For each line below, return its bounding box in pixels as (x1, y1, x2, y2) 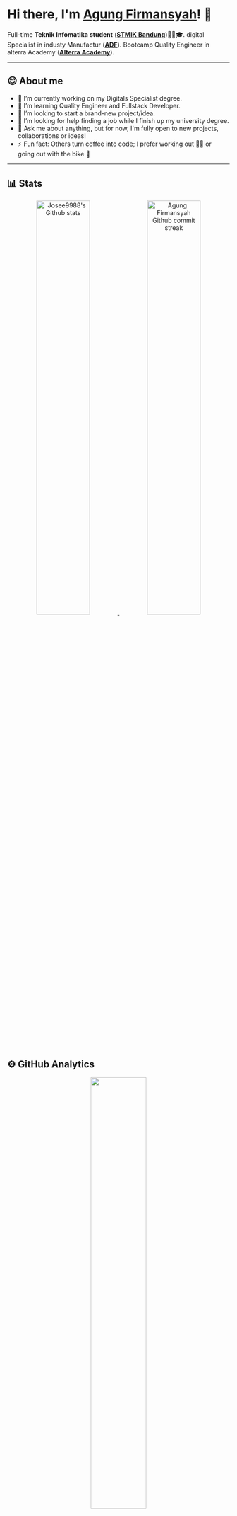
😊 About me (7, 75, 63, 87)
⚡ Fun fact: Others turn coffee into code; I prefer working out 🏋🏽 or (17, 139, 212, 148)
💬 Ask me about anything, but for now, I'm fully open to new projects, (17, 124, 219, 132)
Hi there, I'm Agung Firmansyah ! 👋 (7, 6, 213, 23)
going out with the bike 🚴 (17, 149, 90, 158)
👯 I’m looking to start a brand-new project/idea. (17, 109, 155, 117)
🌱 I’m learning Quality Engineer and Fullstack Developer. (17, 101, 181, 110)
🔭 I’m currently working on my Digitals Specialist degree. (17, 93, 182, 102)
